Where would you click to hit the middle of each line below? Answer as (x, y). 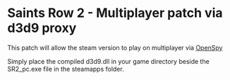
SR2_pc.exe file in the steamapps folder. (66, 69)
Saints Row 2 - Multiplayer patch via (115, 13)
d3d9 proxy (42, 28)
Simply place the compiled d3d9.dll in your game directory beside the (108, 61)
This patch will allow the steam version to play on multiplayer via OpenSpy (115, 47)
